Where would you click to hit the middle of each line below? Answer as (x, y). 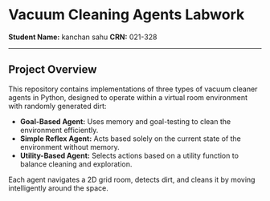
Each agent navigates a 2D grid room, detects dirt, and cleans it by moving (132, 179)
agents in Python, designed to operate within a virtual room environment (128, 97)
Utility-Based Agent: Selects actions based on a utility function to (129, 155)
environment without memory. (70, 147)
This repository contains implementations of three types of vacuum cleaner (133, 89)
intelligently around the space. (58, 188)
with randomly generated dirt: (57, 106)
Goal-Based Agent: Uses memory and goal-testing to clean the (125, 121)
